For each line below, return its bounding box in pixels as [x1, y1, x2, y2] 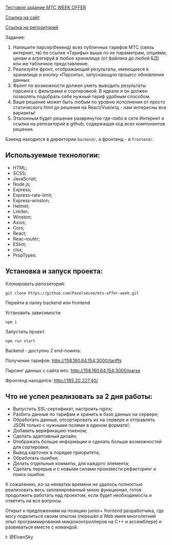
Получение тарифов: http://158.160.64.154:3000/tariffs [5, 357, 122, 364]
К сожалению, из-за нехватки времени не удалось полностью [5, 481, 143, 487]
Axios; [12, 219, 27, 225]
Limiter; [12, 208, 29, 214]
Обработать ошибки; [12, 455, 59, 461]
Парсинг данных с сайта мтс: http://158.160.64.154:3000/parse [5, 367, 141, 373]
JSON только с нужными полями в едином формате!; [12, 422, 130, 428]
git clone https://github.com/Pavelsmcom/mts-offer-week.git [5, 290, 139, 296]
